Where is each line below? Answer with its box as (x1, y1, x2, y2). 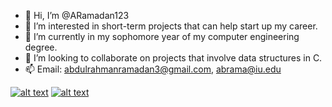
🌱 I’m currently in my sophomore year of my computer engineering (24, 31, 300, 42)
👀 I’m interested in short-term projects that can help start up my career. (24, 20, 318, 32)
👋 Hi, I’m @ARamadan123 (24, 10, 130, 21)
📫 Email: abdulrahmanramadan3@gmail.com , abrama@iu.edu (24, 63, 282, 75)
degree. (24, 41, 58, 53)
